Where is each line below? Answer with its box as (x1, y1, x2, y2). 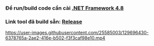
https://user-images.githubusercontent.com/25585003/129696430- (5, 30, 149, 36)
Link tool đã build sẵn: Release (5, 18, 82, 25)
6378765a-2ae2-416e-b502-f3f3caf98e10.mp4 (5, 35, 106, 41)
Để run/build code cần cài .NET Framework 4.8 (5, 5, 124, 12)
